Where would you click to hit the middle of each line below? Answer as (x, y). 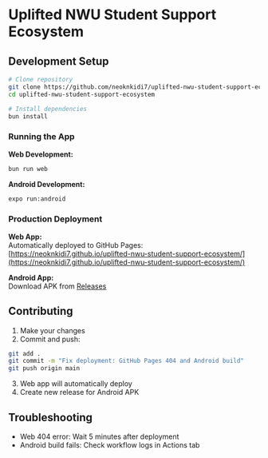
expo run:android (37, 199)
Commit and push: (50, 339)
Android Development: (47, 184)
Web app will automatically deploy (76, 384)
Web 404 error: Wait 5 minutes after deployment (99, 436)
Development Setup (59, 61)
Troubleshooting (51, 417)
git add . (25, 353)
